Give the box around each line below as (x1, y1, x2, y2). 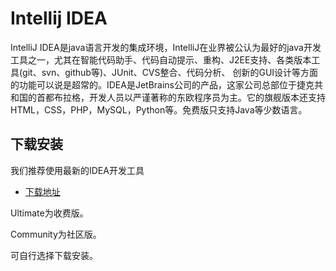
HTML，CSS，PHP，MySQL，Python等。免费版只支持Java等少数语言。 (10, 103, 308, 116)
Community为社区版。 (10, 228, 102, 240)
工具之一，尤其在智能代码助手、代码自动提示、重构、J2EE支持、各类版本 (10, 53, 312, 66)
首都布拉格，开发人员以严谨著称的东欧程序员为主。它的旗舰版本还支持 (36, 91, 326, 103)
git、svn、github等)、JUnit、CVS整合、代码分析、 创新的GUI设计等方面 (22, 66, 319, 78)
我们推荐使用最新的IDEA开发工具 (10, 164, 145, 176)
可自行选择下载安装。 (10, 249, 98, 261)
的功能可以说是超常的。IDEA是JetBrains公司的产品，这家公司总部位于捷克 (10, 78, 315, 91)
